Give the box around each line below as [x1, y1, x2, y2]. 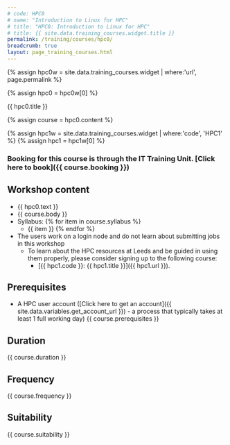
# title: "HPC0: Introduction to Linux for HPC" [7, 23, 150, 30]
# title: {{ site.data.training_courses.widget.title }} [7, 29, 175, 37]
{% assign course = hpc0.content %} [7, 115, 114, 124]
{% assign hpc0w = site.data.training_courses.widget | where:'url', [7, 67, 197, 76]
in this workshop [17, 239, 65, 247]
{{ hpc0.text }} [17, 202, 59, 210]
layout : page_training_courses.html [7, 49, 113, 56]
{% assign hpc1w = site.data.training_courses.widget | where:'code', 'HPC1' [7, 129, 223, 137]
